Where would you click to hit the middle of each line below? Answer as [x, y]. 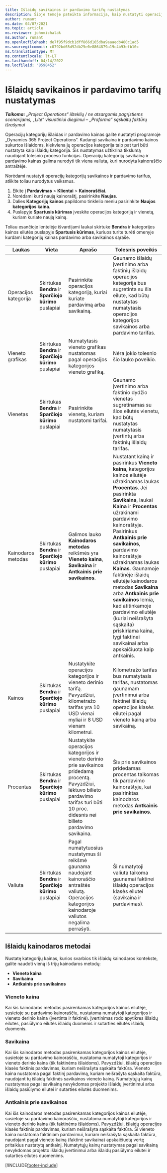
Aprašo [88, 250]
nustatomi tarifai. [88, 421]
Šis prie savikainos [134, 762]
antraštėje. [16, 166]
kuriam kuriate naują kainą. [40, 217]
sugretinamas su [132, 405]
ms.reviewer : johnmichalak [33, 33]
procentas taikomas [136, 774]
